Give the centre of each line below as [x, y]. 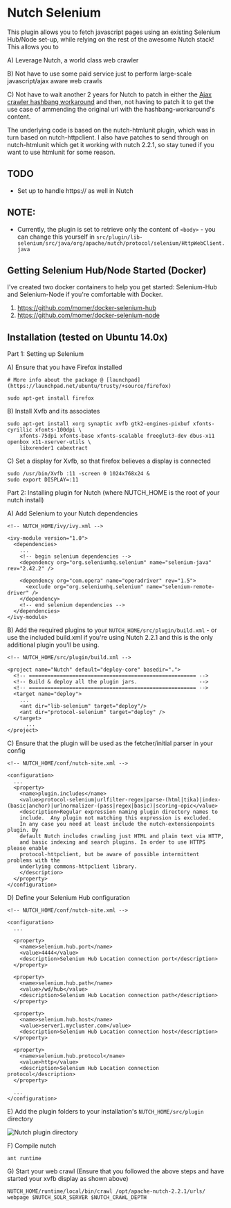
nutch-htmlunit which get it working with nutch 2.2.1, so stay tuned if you [111, 144]
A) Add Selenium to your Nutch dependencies [73, 513]
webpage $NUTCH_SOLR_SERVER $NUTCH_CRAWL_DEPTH [77, 1198]
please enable [28, 849]
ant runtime [24, 1159]
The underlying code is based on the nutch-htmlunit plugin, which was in [111, 130]
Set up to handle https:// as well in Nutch [75, 190]
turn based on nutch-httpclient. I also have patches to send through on [108, 137]
